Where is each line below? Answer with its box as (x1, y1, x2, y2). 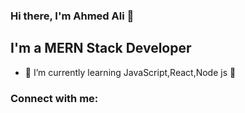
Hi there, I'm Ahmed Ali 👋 (10, 9, 135, 23)
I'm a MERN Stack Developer (10, 40, 192, 57)
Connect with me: (10, 91, 99, 105)
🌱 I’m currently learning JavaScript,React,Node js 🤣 (24, 66, 237, 78)
